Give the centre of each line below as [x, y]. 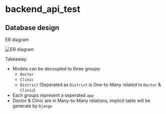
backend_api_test [43, 9]
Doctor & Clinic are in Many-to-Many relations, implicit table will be [81, 100]
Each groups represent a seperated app [53, 95]
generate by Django [32, 106]
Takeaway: [16, 59]
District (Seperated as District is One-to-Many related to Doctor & [91, 84]
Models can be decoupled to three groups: [57, 69]
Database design [32, 28]
